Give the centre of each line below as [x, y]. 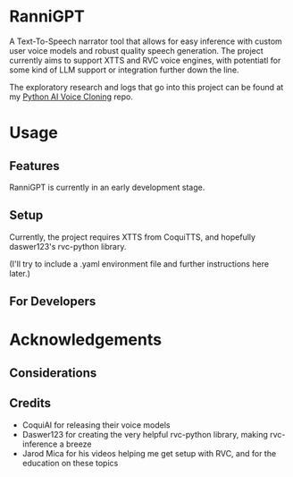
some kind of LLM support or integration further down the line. [124, 70]
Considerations [53, 373]
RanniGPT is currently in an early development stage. [107, 187]
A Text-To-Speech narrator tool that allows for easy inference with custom [146, 41]
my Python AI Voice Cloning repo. [71, 97]
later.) [20, 273]
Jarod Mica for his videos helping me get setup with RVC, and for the [149, 453]
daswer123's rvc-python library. [68, 246]
